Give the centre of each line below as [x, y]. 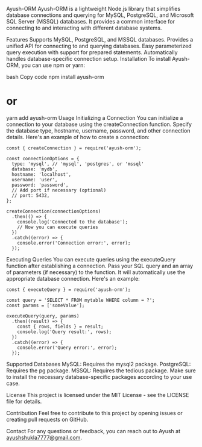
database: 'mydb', [35, 169]
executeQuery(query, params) [43, 316]
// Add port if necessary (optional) [59, 190]
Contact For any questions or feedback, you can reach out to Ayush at [93, 431]
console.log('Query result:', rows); [65, 332]
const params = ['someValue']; [46, 305]
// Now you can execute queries [58, 227]
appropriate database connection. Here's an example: [73, 278]
